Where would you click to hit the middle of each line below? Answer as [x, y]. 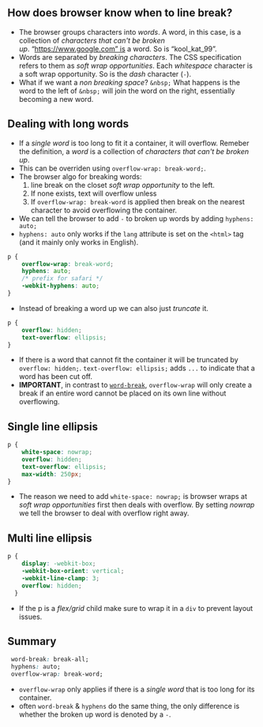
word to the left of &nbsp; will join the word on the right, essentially [127, 91]
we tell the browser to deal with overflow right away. [104, 513]
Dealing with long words [68, 124]
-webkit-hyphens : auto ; [61, 286]
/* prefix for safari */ [62, 279]
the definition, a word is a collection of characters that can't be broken [134, 151]
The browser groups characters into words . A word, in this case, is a [130, 32]
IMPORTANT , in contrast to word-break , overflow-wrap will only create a [135, 385]
